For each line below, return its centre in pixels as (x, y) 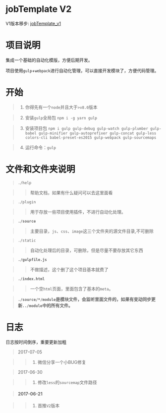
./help (25, 183)
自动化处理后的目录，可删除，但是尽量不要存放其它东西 (86, 250)
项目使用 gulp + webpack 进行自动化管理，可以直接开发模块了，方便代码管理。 (82, 70)
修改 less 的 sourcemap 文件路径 (67, 382)
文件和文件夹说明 (41, 169)
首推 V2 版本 (49, 406)
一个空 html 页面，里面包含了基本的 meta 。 (72, 289)
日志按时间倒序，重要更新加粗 (36, 342)
